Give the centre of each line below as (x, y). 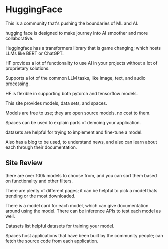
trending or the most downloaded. (40, 196)
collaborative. (19, 38)
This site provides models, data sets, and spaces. (56, 103)
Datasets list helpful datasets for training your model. (60, 226)
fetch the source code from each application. (52, 241)
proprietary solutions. (27, 68)
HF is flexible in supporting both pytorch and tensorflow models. (72, 93)
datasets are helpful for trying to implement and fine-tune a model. (74, 132)
